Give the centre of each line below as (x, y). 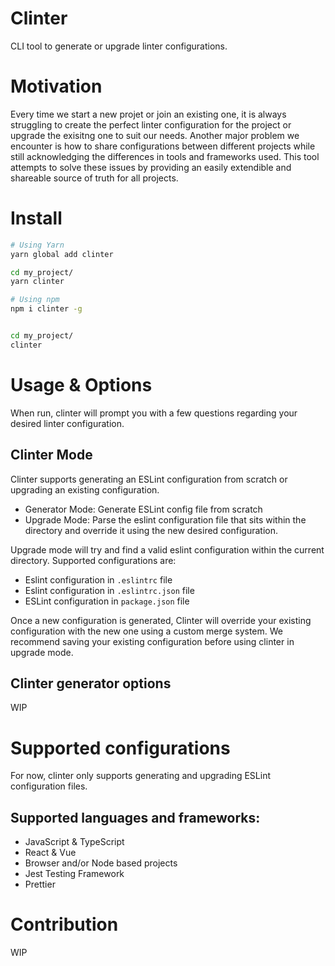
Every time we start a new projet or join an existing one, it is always (148, 114)
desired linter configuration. (67, 423)
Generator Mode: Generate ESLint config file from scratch (143, 509)
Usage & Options (81, 385)
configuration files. (49, 786)
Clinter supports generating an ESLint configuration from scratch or (149, 479)
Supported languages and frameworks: (135, 817)
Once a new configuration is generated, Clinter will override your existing (161, 620)
